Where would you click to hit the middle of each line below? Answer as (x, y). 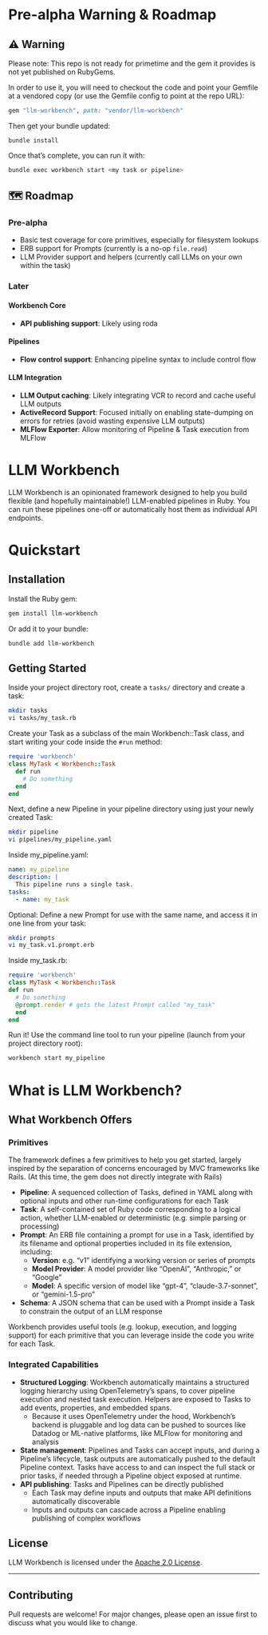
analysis (45, 1441)
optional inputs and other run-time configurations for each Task (124, 1201)
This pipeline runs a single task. (75, 884)
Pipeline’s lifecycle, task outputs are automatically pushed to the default (138, 1458)
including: (36, 1252)
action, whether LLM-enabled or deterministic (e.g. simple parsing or (133, 1218)
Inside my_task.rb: (38, 961)
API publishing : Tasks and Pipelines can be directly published (122, 1484)
